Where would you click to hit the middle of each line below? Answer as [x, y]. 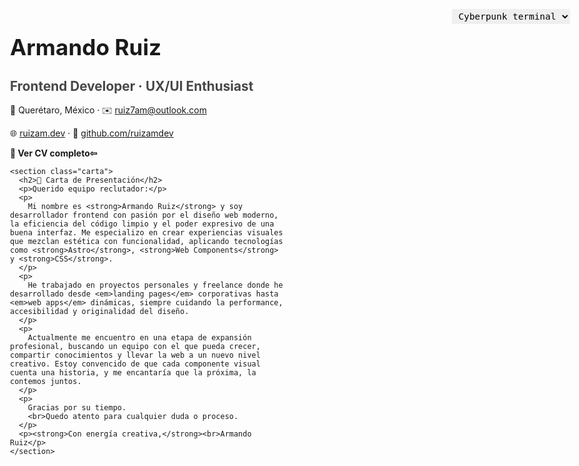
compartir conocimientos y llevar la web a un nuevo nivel [135, 355]
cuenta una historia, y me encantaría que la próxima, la [133, 373]
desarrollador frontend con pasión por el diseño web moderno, [144, 215]
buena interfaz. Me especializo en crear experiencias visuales [147, 233]
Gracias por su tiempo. [77, 408]
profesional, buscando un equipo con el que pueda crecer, [135, 347]
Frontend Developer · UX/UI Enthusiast [132, 86]
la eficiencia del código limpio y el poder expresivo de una [142, 224]
